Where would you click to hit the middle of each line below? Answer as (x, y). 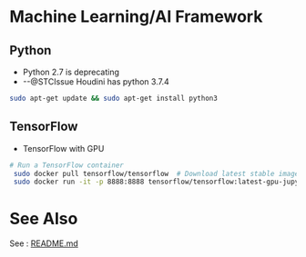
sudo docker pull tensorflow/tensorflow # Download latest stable (144, 173)
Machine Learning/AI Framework (136, 17)
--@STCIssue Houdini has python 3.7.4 (96, 82)
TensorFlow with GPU (63, 148)
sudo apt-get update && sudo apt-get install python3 (114, 98)
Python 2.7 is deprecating (71, 72)
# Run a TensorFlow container (67, 165)
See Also (44, 218)
